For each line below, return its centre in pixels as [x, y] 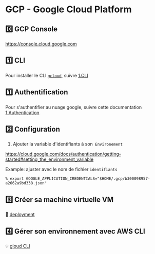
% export [15, 179]
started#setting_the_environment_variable [50, 159]
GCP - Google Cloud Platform [69, 9]
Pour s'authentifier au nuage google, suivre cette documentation [74, 107]
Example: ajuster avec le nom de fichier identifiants [61, 170]
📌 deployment [20, 215]
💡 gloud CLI [18, 246]
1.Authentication [22, 112]
